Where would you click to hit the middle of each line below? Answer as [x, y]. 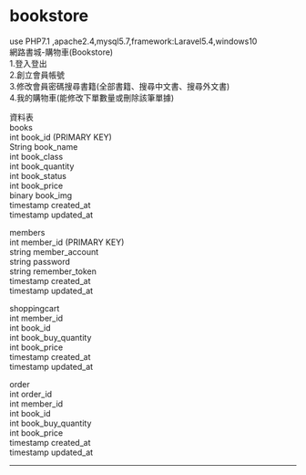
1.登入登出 [28, 63]
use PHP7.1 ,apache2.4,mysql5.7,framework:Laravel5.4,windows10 [133, 41]
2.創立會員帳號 [37, 75]
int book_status [38, 175]
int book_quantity [42, 166]
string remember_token [53, 271]
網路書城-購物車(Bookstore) [61, 52]
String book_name [44, 146]
